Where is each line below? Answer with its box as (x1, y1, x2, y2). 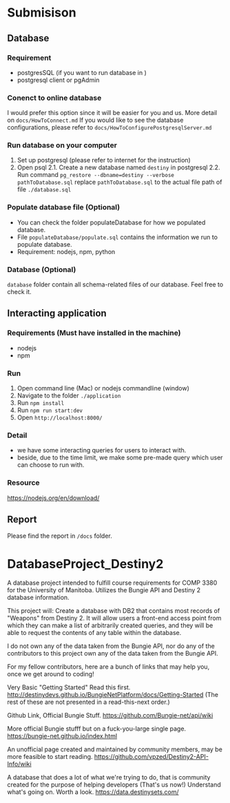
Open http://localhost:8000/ (17, 413, 103, 421)
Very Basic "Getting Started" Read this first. (7, 683, 131, 691)
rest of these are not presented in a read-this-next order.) (7, 698, 170, 707)
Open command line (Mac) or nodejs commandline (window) (17, 384, 189, 393)
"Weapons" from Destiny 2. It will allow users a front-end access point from (7, 614, 222, 623)
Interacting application (7, 308, 107, 320)
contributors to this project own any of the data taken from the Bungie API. (7, 649, 218, 658)
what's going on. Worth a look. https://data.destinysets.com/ (7, 788, 179, 796)
